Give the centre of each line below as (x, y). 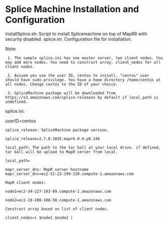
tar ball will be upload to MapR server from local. (62, 152)
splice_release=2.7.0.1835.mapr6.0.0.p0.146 (53, 139)
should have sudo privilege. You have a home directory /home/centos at (83, 80)
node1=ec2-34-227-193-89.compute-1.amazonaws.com (58, 191)
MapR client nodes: (26, 182)
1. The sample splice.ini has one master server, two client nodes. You (85, 58)
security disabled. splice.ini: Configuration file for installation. (69, 39)
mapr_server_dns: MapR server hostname (47, 169)
